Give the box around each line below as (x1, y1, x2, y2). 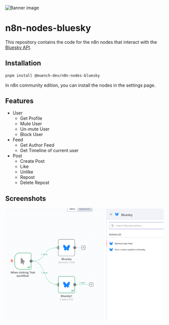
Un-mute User (20, 126, 50, 132)
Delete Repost (20, 179, 49, 186)
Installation (5, 59, 41, 68)
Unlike (20, 169, 34, 175)
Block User (20, 132, 43, 138)
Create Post (20, 158, 45, 164)
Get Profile (20, 115, 43, 121)
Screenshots (5, 194, 46, 203)
